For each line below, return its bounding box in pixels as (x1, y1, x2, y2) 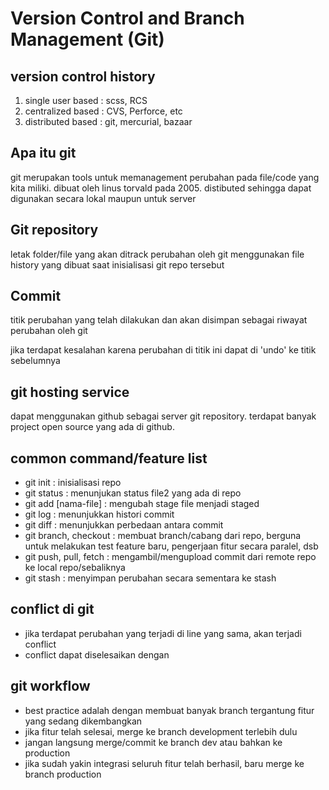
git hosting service (10, 383, 130, 401)
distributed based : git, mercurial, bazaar (24, 116, 193, 127)
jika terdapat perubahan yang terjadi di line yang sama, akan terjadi (24, 627, 302, 639)
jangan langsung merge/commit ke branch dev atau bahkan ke (24, 736, 283, 748)
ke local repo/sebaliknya (24, 562, 126, 574)
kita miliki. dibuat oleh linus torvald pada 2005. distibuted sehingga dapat (10, 182, 312, 194)
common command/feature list (10, 450, 208, 467)
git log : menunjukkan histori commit (24, 508, 175, 521)
